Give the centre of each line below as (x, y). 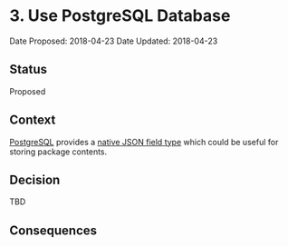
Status (29, 69)
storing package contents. (58, 152)
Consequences (53, 230)
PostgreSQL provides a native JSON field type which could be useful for (144, 142)
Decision (35, 179)
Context (33, 120)
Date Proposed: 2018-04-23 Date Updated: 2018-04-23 (114, 41)
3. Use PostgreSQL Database (120, 16)
